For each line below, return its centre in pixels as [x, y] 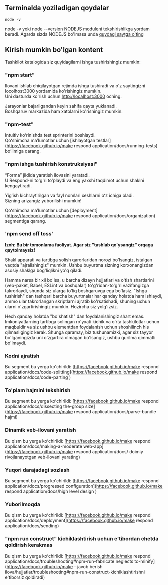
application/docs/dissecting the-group [45, 406]
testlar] [104, 141]
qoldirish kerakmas [29, 545]
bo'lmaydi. [16, 343]
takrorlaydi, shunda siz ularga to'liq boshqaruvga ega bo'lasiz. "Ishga [76, 291]
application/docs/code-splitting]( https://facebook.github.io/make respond [81, 372]
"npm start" [20, 75]
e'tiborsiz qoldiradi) [25, 577]
